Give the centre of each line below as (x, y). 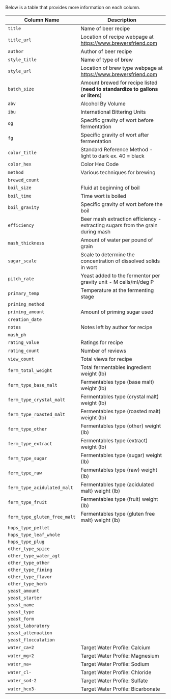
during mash (96, 232)
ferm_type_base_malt (33, 385)
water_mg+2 (21, 656)
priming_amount (26, 312)
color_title (22, 153)
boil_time (20, 196)
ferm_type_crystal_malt (37, 400)
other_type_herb (27, 584)
